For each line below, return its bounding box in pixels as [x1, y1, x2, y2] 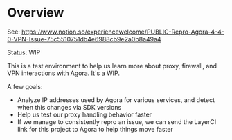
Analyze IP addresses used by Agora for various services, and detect [17, 95, 215, 104]
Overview [7, 5, 64, 21]
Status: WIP [7, 48, 41, 57]
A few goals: [7, 82, 43, 90]
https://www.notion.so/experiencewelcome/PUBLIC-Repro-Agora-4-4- [21, 28, 225, 36]
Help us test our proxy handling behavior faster [17, 110, 152, 119]
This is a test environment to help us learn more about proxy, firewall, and [7, 61, 217, 70]
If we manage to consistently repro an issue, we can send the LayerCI [17, 117, 217, 126]
